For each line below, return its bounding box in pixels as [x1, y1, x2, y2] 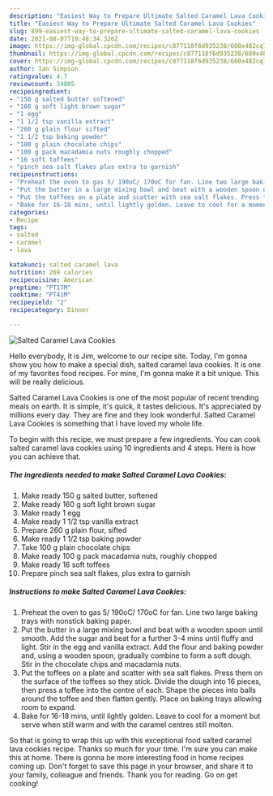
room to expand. [20, 702, 76, 712]
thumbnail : [9, 50, 46, 58]
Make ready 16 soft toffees [20, 560, 110, 569]
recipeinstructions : [9, 171, 79, 179]
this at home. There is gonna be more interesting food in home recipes [9, 752, 245, 762]
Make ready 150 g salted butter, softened [20, 491, 159, 500]
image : [9, 42, 32, 50]
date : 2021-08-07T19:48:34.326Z [9, 34, 118, 43]
